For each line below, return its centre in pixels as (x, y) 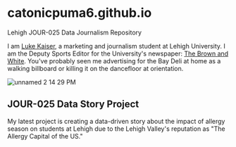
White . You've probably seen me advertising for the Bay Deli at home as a (114, 60)
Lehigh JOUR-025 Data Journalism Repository (75, 32)
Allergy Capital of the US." (45, 136)
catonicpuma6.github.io (80, 13)
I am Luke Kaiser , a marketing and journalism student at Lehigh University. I (116, 46)
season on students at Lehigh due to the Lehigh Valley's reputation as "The (116, 129)
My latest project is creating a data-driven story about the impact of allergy (116, 121)
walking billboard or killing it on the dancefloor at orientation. (95, 68)
